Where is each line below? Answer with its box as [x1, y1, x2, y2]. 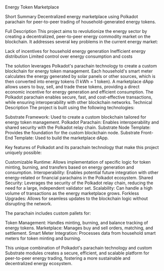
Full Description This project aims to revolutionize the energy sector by [5, 28, 147, 34]
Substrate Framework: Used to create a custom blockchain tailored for [5, 114, 146, 120]
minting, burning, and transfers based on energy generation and [5, 164, 134, 170]
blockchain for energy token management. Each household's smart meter [5, 68, 153, 74]
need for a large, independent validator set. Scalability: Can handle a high [5, 185, 153, 191]
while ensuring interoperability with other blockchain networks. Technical [5, 99, 152, 105]
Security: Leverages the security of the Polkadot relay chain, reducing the [5, 180, 154, 186]
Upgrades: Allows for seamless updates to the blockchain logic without [5, 196, 148, 201]
